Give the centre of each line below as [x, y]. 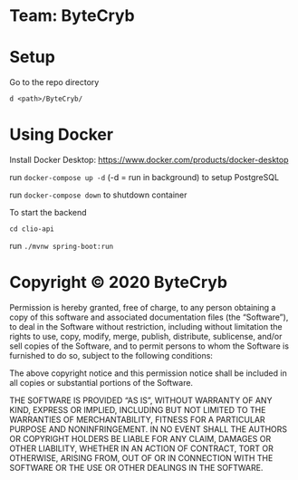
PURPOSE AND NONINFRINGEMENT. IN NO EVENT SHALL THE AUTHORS [149, 429]
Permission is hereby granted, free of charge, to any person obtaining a [143, 307]
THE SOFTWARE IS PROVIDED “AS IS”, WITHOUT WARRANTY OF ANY [141, 400]
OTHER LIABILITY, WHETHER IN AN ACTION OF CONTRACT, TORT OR [141, 448]
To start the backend [48, 213]
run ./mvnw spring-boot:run [62, 246]
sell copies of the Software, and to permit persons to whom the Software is [149, 346]
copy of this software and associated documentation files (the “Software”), [149, 317]
